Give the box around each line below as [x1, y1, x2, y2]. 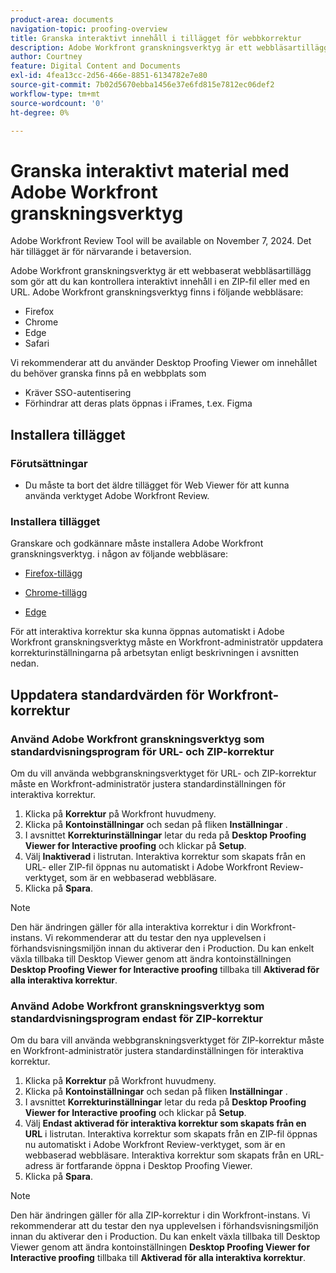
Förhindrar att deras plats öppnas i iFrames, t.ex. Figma [24, 397, 253, 410]
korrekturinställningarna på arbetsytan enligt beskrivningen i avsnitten [10, 647, 299, 659]
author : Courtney [10, 52, 83, 62]
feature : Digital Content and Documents [10, 61, 182, 71]
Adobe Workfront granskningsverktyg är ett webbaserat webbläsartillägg [10, 265, 312, 277]
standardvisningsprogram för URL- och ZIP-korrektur [10, 744, 275, 758]
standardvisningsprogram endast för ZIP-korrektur [10, 1011, 263, 1025]
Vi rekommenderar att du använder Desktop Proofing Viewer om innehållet [10, 357, 318, 369]
